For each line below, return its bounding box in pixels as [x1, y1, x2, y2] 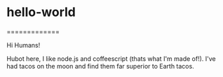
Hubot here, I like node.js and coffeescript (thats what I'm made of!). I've [6, 54, 216, 63]
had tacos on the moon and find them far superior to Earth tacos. [6, 62, 194, 70]
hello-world [6, 4, 76, 20]
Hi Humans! [6, 41, 41, 49]
